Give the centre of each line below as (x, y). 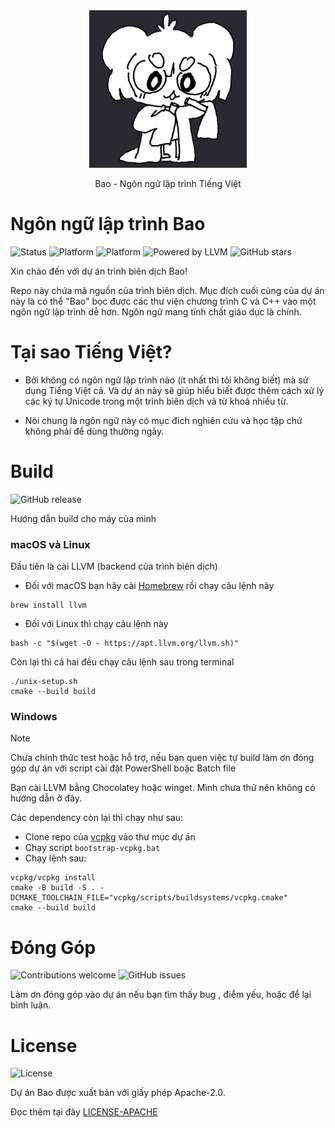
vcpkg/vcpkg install (53, 878)
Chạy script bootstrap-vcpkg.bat (92, 848)
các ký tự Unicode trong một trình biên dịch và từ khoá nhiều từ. (156, 401)
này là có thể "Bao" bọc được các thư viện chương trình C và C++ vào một (163, 301)
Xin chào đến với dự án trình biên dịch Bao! (99, 271)
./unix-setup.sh (44, 682)
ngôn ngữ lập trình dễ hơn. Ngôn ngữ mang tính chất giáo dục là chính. (156, 311)
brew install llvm (48, 605)
